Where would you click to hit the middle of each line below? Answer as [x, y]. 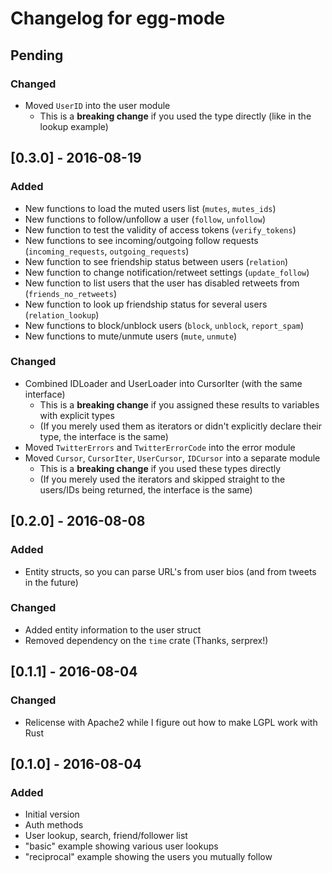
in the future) [51, 582]
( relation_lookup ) [62, 314]
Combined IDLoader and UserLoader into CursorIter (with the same [163, 383]
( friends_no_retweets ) [71, 293]
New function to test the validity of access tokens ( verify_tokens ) [160, 229]
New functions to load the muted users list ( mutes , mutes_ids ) [150, 208]
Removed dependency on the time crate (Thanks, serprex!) [146, 640]
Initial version [52, 814]
